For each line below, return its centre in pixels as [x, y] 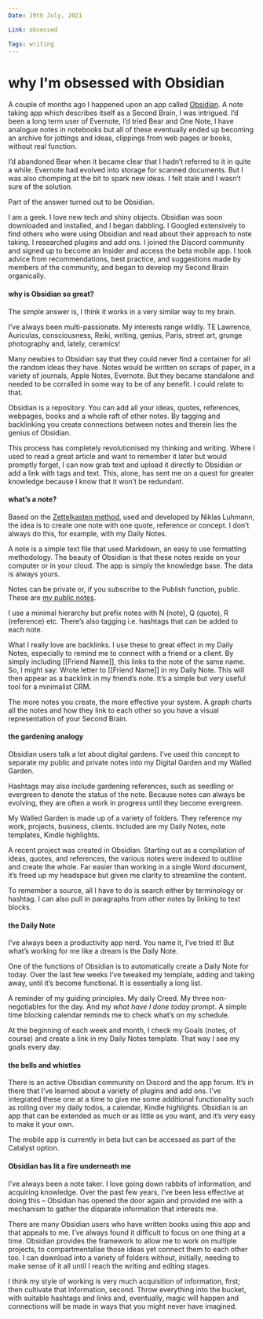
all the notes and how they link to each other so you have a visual [114, 710]
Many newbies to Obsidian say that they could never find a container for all [130, 358]
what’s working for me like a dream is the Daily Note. [93, 951]
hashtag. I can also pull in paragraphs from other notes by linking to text [124, 898]
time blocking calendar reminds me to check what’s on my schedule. [119, 1015]
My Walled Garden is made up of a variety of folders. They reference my [125, 818]
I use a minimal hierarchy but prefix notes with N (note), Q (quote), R [119, 613]
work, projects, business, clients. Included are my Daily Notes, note [117, 826]
